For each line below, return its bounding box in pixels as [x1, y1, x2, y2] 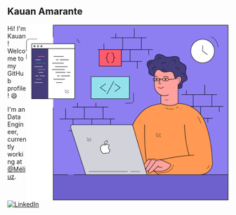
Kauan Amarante [7, 6, 83, 18]
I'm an [7, 105, 26, 113]
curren [7, 135, 27, 143]
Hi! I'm [7, 24, 26, 32]
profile [7, 84, 27, 92]
